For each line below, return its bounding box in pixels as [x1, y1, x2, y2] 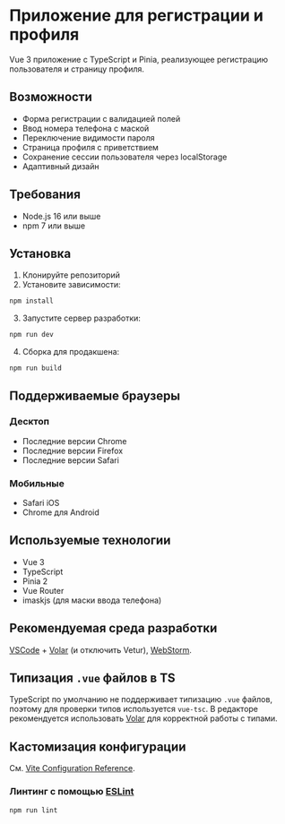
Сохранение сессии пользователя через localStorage [22, 151, 228, 162]
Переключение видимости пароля [22, 132, 155, 143]
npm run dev [9, 330, 54, 339]
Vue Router [22, 585, 65, 596]
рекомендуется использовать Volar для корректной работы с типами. [9, 713, 278, 724]
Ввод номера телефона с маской [22, 123, 150, 133]
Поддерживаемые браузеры [9, 389, 181, 404]
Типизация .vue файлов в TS [9, 671, 177, 685]
